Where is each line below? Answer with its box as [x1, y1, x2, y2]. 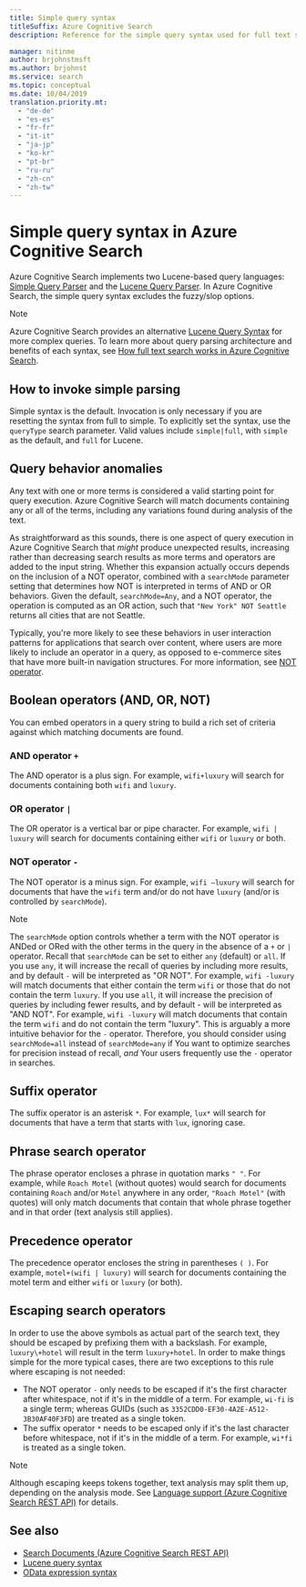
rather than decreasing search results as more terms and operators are [9, 551, 276, 562]
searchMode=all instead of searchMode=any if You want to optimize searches [9, 1037, 291, 1049]
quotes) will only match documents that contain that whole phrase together [9, 1197, 291, 1208]
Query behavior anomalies [9, 462, 163, 477]
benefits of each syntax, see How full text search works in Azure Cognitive [9, 346, 290, 357]
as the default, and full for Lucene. [9, 435, 144, 445]
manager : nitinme [9, 47, 76, 56]
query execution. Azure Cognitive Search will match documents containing [9, 494, 290, 506]
